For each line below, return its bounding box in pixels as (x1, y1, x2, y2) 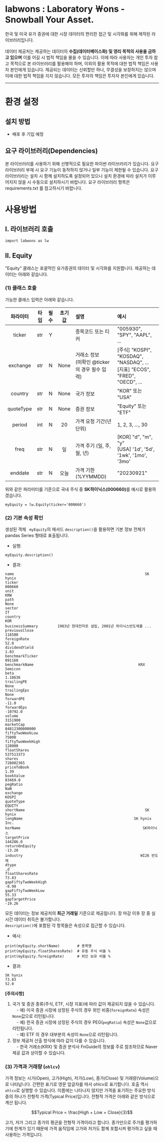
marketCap (5, 722, 25, 727)
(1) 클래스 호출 (5, 284, 37, 291)
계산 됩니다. (5, 1099, 28, 1106)
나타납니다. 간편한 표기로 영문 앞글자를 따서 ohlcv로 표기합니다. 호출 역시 (10, 1081, 149, 1087)
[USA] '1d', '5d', (117, 446, 155, 452)
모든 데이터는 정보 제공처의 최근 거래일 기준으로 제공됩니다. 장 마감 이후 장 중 (5, 910, 150, 916)
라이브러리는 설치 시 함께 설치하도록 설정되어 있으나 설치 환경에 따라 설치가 (5, 173, 147, 179)
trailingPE (5, 679, 27, 685)
